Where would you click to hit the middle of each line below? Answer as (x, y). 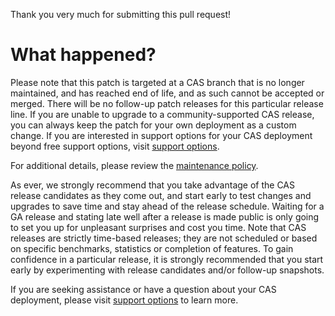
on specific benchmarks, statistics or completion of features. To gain (152, 248)
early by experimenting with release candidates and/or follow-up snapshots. (167, 270)
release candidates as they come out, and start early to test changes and (161, 195)
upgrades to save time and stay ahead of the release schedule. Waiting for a (167, 206)
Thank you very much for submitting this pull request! (121, 14)
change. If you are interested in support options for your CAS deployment (161, 135)
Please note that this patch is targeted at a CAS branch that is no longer (157, 82)
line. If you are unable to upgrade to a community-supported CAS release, (162, 114)
